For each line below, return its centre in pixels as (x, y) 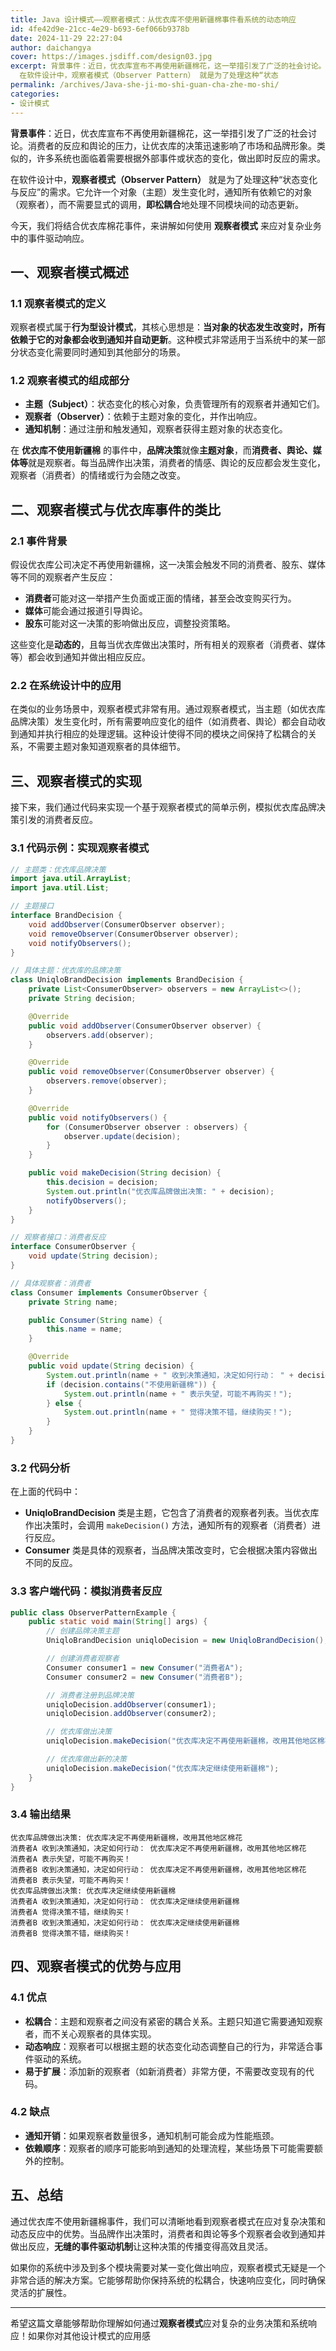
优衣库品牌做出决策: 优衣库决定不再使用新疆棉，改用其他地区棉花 (126, 1837)
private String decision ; (82, 999)
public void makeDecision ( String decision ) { (125, 1173)
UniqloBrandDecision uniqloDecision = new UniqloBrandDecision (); (187, 1641)
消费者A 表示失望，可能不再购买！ (71, 1859)
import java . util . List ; (60, 888)
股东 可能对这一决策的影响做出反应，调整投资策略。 (130, 623)
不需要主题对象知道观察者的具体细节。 (106, 747)
